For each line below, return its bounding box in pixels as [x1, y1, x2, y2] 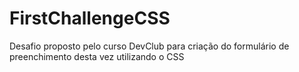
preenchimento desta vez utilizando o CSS [9, 50, 185, 62]
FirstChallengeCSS [9, 7, 171, 30]
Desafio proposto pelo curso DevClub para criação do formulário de [9, 40, 290, 52]
